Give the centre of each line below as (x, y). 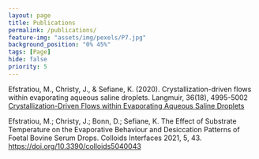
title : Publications (42, 23)
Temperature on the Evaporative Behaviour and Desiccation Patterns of (124, 129)
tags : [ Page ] (30, 52)
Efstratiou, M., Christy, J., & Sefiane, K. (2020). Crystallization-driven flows (130, 89)
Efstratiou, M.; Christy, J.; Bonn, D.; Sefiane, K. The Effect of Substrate (122, 121)
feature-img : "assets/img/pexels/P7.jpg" (77, 37)
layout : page (30, 15)
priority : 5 (28, 67)
